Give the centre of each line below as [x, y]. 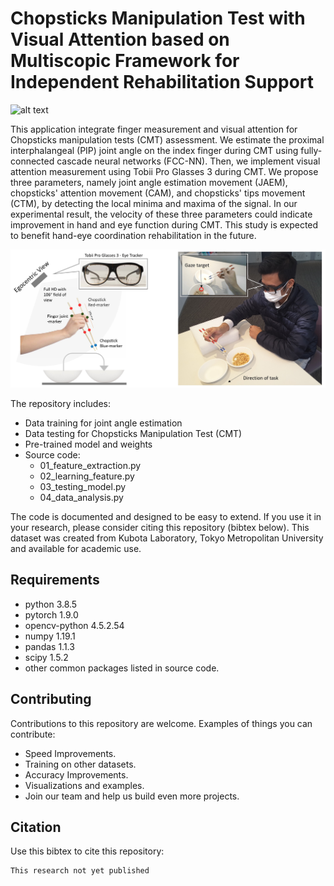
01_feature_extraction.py [90, 465]
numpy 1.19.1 [50, 636]
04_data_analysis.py [81, 497]
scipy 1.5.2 [46, 657]
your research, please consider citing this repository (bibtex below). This [160, 527]
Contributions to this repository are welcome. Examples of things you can [161, 723]
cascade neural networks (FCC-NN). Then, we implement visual [188, 161]
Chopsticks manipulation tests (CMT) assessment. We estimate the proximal [167, 139]
